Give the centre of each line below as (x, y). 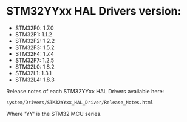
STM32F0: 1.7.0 (34, 28)
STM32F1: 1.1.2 (34, 34)
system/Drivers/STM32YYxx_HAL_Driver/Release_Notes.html (80, 102)
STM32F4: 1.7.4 (35, 53)
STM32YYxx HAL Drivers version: (94, 11)
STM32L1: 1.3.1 (33, 73)
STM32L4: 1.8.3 (35, 80)
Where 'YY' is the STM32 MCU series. (54, 114)
